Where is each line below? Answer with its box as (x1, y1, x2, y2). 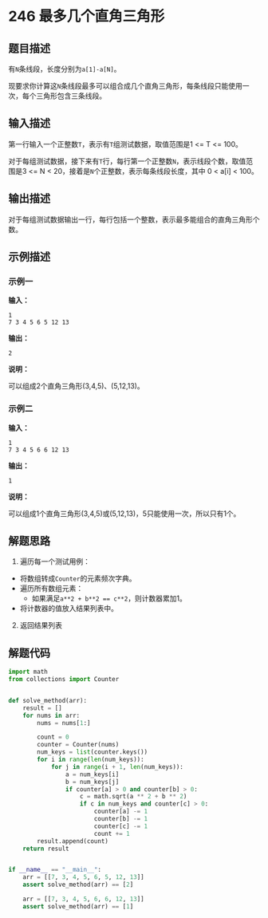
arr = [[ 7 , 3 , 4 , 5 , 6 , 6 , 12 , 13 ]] (22, 895, 145, 904)
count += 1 (93, 829, 130, 837)
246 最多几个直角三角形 (8, 7, 165, 26)
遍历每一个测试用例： (19, 557, 90, 566)
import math (8, 668, 48, 676)
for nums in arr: (22, 711, 81, 719)
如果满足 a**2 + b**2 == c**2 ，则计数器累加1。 (31, 593, 187, 603)
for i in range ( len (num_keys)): (37, 755, 145, 764)
